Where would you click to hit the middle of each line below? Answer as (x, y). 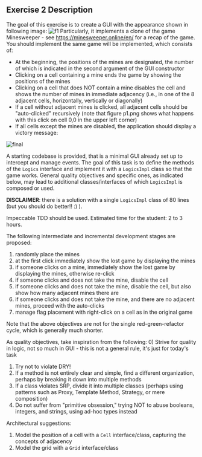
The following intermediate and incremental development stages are (91, 236)
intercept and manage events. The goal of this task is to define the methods (100, 162)
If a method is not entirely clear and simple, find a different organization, (105, 373)
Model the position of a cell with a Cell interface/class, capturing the (100, 435)
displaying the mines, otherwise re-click (65, 273)
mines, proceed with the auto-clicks (59, 305)
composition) (31, 398)
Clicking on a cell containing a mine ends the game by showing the (98, 74)
